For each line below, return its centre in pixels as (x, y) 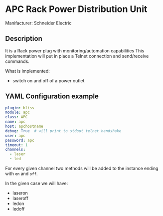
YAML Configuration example (52, 97)
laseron (20, 193)
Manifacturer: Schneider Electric (38, 23)
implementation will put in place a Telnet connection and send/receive (77, 56)
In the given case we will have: (37, 184)
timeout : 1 (16, 145)
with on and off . (22, 174)
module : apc (17, 112)
